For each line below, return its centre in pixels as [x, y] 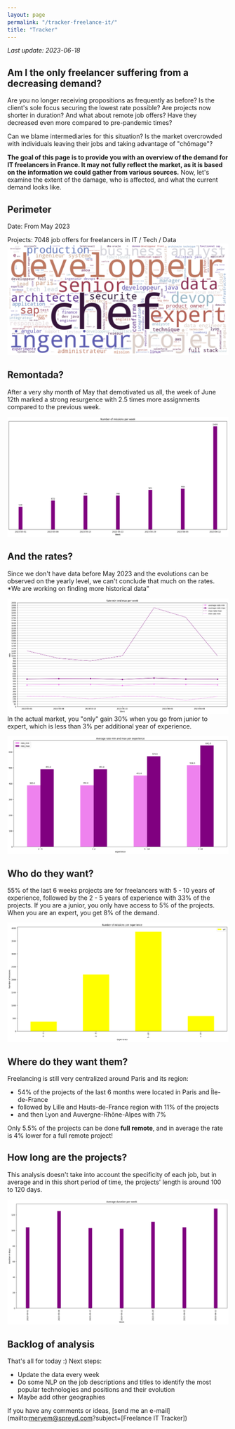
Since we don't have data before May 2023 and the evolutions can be [108, 573]
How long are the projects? [67, 1158]
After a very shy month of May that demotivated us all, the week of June [112, 392]
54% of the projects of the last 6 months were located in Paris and [113, 1092]
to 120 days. [25, 1189]
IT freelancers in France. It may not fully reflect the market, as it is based [115, 165]
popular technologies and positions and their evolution [96, 1390]
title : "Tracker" [33, 29]
